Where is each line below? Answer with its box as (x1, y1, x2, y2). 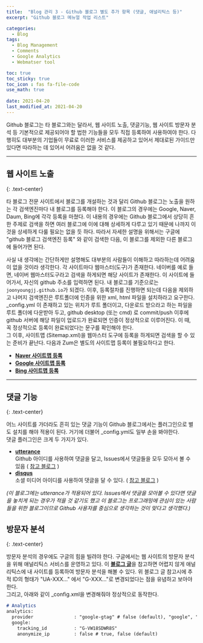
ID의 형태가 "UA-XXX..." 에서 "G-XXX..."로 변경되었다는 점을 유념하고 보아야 (12, 575, 193, 583)
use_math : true (6, 87, 45, 93)
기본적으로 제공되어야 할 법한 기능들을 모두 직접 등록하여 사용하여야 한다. (19, 128, 190, 136)
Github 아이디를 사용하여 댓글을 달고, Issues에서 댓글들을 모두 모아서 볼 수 (14, 455, 191, 462)
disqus (14, 470, 33, 477)
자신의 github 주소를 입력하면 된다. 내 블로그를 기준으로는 (24, 279, 159, 286)
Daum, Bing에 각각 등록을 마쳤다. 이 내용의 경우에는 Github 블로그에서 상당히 (6, 213, 188, 220)
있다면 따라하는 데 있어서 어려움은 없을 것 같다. (6, 143, 116, 151)
